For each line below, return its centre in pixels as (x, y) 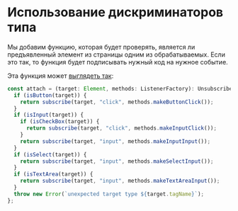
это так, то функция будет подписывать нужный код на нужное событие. (118, 62)
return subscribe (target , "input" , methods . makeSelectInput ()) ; (117, 161)
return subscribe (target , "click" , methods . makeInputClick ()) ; (121, 128)
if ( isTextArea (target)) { (53, 174)
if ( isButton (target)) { (50, 95)
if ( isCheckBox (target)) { (60, 122)
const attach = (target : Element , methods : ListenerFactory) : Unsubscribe (120, 89)
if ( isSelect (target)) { (50, 154)
